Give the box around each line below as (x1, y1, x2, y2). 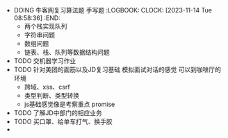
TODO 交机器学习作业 (13, 57, 76, 64)
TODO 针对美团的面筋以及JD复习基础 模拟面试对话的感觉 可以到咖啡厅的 (13, 65, 221, 74)
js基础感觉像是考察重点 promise (24, 100, 115, 108)
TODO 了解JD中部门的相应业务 (13, 109, 102, 117)
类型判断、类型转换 (24, 92, 80, 99)
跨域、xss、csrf (24, 83, 71, 91)
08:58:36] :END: (13, 14, 60, 22)
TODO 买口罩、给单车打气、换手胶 (13, 117, 113, 126)
